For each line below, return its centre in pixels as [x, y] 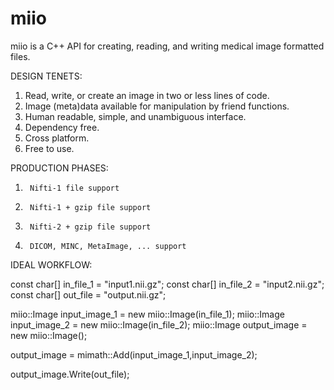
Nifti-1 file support [74, 188]
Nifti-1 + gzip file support [90, 207]
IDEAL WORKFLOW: [51, 264]
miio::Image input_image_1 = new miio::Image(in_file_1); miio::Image [147, 314]
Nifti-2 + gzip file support [90, 227]
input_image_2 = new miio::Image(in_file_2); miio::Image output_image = [159, 324]
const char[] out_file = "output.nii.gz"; [88, 294]
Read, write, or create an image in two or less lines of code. [147, 95]
